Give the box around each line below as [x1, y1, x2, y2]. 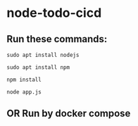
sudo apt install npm [6, 64, 70, 71]
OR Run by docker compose [6, 108, 131, 120]
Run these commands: [6, 33, 108, 45]
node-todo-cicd [6, 5, 102, 21]
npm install [6, 76, 42, 83]
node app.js [6, 89, 42, 96]
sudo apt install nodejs [6, 51, 80, 58]
